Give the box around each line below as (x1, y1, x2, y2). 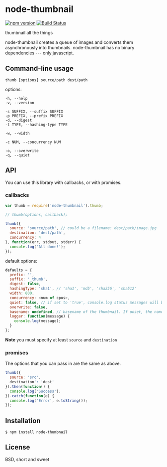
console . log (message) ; (14, 318, 61, 323)
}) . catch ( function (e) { (5, 393, 55, 398)
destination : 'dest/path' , (9, 230, 66, 235)
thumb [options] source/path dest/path (5, 77, 88, 83)
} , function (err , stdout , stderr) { (5, 240, 81, 245)
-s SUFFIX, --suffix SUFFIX (5, 109, 64, 114)
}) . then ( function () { (5, 384, 50, 389)
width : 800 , (9, 291, 35, 296)
